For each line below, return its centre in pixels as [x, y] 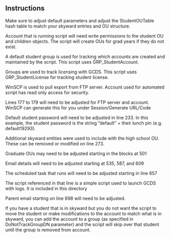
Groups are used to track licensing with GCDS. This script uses [71, 72]
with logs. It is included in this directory [46, 188]
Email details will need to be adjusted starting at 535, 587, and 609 [75, 163]
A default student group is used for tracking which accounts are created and [85, 56]
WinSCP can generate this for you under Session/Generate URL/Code [78, 108]
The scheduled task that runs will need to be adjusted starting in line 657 [81, 173]
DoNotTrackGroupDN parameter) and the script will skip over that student [82, 224]
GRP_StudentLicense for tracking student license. [57, 77]
